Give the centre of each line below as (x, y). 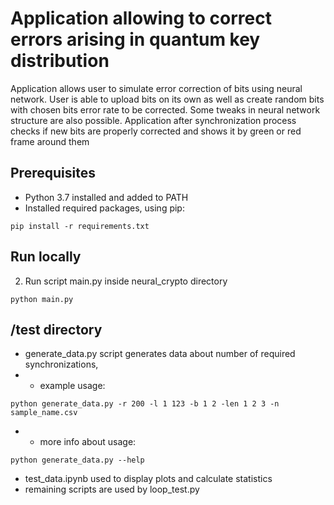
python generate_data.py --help (77, 460)
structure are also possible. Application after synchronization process (153, 120)
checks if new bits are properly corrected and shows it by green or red (156, 131)
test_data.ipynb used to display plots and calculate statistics (148, 479)
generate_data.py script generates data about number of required (160, 354)
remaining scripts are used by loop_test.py (112, 489)
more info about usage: (88, 442)
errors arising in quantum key (135, 39)
